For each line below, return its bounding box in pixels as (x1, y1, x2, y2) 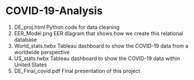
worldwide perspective (14, 48, 70, 55)
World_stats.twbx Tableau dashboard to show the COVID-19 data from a (14, 42, 189, 49)
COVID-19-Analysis (5, 4, 103, 18)
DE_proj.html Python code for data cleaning (14, 24, 120, 31)
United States (14, 61, 48, 68)
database (14, 36, 37, 43)
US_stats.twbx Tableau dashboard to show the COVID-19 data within (14, 55, 180, 62)
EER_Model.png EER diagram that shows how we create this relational (14, 29, 183, 36)
